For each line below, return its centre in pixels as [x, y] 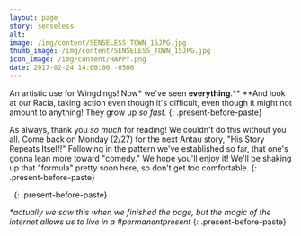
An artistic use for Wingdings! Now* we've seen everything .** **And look [147, 93]
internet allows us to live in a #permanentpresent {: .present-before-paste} [148, 222]
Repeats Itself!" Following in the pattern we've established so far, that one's [149, 148]
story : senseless [42, 26]
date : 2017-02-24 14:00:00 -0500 [72, 68]
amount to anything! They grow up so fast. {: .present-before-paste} [136, 112]
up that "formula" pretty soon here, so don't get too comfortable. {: [133, 168]
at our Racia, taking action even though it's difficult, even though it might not [150, 102]
